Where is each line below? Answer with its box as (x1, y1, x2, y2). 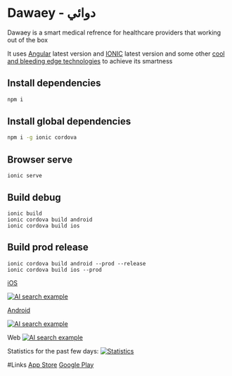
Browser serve (7, 153, 73, 165)
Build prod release (7, 242, 89, 253)
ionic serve (7, 173, 42, 180)
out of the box (7, 35, 48, 44)
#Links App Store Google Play (7, 361, 94, 369)
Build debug (7, 192, 61, 203)
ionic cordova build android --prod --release (7, 260, 146, 267)
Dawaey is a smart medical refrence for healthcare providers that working (7, 28, 221, 37)
